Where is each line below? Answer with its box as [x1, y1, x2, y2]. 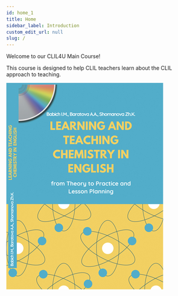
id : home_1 [6, 10, 34, 16]
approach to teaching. [6, 71, 62, 78]
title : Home [6, 16, 36, 22]
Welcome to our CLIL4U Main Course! [6, 53, 101, 60]
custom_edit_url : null [6, 29, 63, 35]
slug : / [6, 35, 26, 42]
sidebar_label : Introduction [6, 22, 80, 28]
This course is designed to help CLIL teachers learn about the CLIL [6, 64, 173, 72]
